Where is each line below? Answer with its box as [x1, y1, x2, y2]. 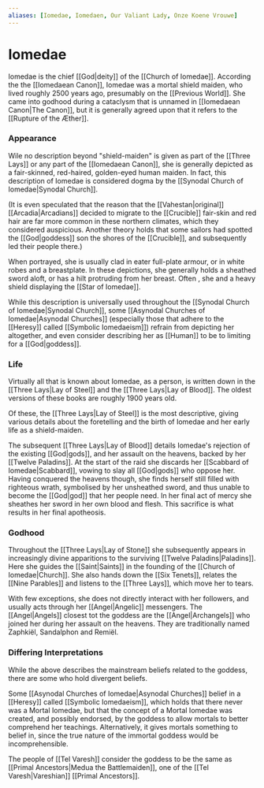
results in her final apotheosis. [8, 507, 106, 517]
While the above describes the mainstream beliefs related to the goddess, [8, 665, 248, 675]
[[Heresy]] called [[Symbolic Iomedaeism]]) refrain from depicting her [8, 322, 235, 332]
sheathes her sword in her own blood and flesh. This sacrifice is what [8, 500, 234, 509]
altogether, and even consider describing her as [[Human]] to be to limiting [8, 330, 251, 340]
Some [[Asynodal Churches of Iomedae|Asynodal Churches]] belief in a [8, 689, 241, 698]
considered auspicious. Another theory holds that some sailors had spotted [8, 225, 253, 234]
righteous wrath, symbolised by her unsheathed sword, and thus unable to [8, 482, 250, 492]
